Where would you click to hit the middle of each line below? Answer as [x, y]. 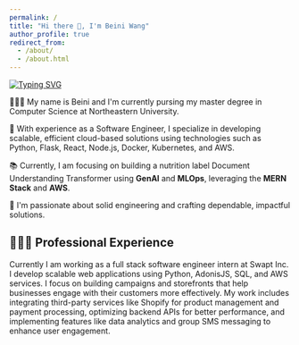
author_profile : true [50, 34]
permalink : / [33, 17]
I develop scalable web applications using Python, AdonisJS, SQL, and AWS [149, 273]
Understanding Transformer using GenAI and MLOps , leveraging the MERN [148, 178]
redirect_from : [37, 42]
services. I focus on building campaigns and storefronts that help [129, 283]
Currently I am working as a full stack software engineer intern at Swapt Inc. [149, 264]
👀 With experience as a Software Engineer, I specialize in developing [135, 129]
